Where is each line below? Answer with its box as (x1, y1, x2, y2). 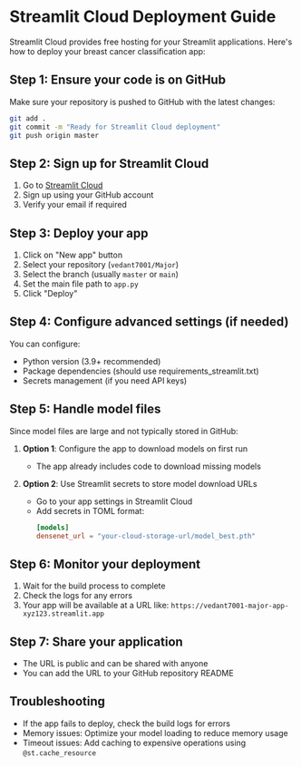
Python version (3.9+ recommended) (22, 355, 161, 366)
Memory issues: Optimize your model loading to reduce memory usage (22, 727, 288, 738)
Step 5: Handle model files (9, 402, 161, 417)
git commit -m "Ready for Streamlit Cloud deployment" (9, 122, 221, 131)
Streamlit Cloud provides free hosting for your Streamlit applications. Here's (9, 36, 293, 47)
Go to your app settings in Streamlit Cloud (35, 496, 193, 507)
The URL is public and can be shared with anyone (22, 658, 209, 668)
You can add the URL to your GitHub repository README (22, 668, 234, 678)
